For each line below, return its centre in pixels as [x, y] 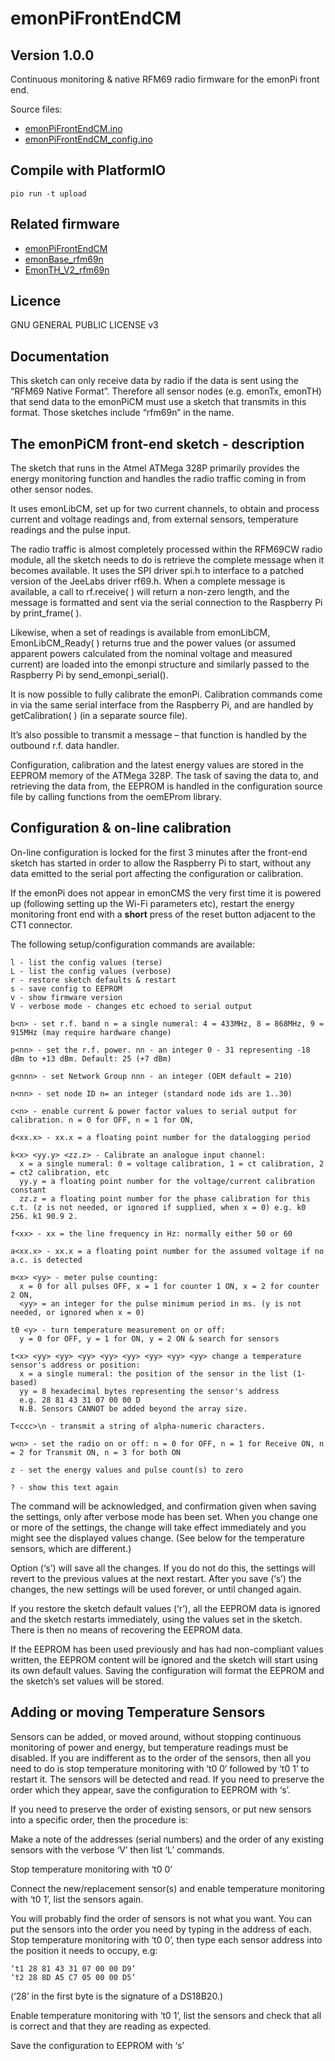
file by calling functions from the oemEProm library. [116, 797]
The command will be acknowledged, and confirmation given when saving [163, 1506]
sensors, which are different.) [71, 1548]
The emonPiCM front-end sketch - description [157, 443]
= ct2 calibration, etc [60, 1172]
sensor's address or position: [75, 1365]
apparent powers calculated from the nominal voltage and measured [151, 654]
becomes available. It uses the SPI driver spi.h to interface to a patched [157, 571]
